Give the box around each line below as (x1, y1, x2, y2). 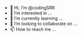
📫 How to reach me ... (9, 26, 56, 32)
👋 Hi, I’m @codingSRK (9, 5, 56, 10)
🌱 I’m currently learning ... (9, 15, 63, 21)
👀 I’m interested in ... (9, 10, 52, 16)
